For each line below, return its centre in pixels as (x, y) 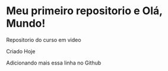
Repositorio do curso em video (44, 40)
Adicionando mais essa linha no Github (54, 63)
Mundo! (26, 23)
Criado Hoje (21, 51)
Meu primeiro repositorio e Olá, (84, 11)
